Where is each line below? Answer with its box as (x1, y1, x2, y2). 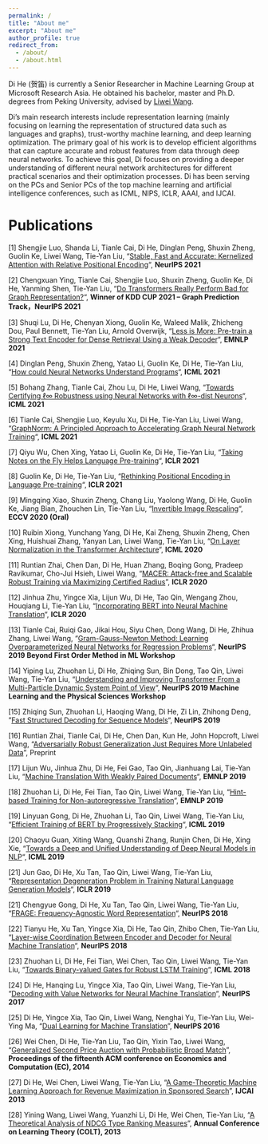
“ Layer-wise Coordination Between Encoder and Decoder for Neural (8, 932, 232, 942)
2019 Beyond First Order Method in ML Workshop (8, 650, 175, 659)
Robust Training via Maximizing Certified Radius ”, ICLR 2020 (8, 576, 207, 587)
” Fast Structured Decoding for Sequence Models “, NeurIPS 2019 (8, 715, 221, 725)
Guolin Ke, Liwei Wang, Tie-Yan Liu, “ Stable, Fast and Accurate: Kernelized (8, 251, 254, 260)
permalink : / (8, 11, 52, 20)
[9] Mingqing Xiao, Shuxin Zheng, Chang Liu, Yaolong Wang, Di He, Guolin (8, 495, 253, 505)
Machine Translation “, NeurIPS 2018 (8, 940, 128, 950)
